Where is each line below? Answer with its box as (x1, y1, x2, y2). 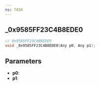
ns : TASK (5, 7, 23, 12)
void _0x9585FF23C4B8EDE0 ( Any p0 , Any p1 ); (5, 43, 96, 48)
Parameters (5, 57, 42, 65)
